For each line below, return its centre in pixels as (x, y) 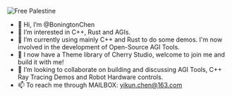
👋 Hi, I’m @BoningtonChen (56, 24)
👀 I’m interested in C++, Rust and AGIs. (74, 32)
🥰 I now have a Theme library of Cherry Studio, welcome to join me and (121, 54)
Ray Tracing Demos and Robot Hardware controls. (90, 77)
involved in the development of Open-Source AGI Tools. (98, 47)
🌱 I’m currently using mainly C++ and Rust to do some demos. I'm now (120, 40)
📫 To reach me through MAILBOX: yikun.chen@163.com (100, 85)
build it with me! (41, 62)
